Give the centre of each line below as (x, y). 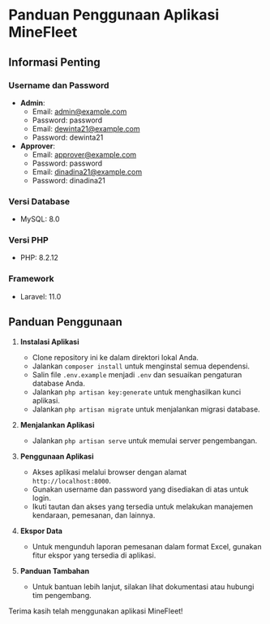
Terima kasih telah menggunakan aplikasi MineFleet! (96, 611)
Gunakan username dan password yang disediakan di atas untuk (140, 489)
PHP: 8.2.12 (39, 258)
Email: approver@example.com (84, 154)
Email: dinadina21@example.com (87, 171)
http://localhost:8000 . (71, 480)
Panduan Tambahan (55, 570)
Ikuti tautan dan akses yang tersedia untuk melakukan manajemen (143, 506)
